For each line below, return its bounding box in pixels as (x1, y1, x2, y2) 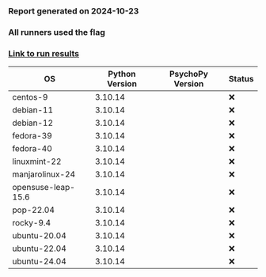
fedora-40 (12, 143, 53, 154)
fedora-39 (12, 131, 53, 142)
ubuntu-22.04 (12, 243, 67, 254)
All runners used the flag (8, 26, 105, 37)
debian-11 (12, 104, 54, 116)
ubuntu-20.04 (12, 230, 67, 241)
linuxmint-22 (12, 156, 62, 167)
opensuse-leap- (12, 182, 75, 193)
